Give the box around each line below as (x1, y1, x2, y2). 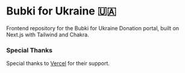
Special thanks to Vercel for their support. (6, 60, 110, 67)
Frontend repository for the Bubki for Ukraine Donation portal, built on (6, 24, 180, 31)
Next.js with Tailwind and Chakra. (6, 31, 89, 38)
